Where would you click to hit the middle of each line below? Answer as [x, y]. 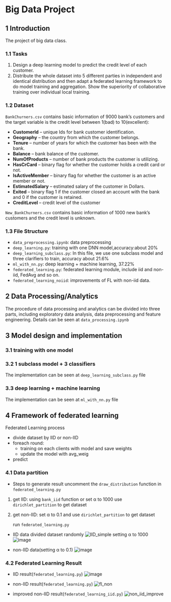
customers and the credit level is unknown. [51, 218]
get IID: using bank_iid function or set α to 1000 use [67, 499]
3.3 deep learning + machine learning [53, 388]
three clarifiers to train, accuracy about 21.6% [61, 258]
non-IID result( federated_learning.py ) [53, 584]
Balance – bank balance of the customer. [56, 153]
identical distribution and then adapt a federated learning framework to [87, 81]
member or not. [29, 181]
